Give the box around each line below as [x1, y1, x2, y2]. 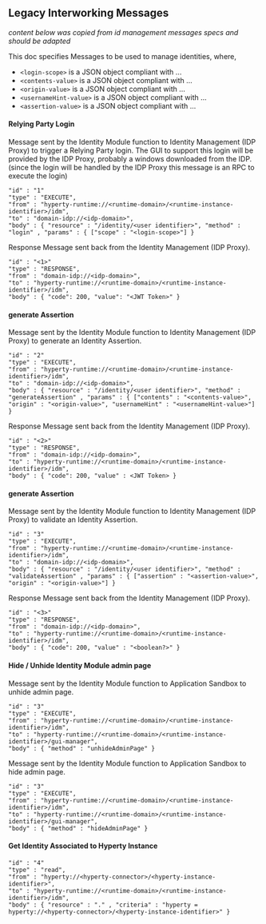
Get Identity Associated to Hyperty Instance [8, 841, 158, 850]
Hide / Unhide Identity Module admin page [8, 661, 152, 671]
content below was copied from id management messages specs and [8, 27, 239, 37]
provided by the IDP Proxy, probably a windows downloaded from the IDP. [8, 154, 252, 164]
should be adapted [8, 36, 71, 46]
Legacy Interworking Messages [8, 6, 169, 20]
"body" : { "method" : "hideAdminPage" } [8, 824, 149, 832]
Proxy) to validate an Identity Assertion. [8, 515, 138, 524]
